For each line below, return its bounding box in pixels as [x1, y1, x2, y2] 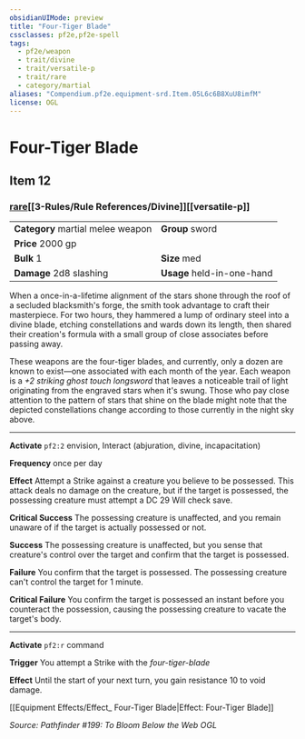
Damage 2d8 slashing [14, 267, 109, 280]
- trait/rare [17, 73, 67, 82]
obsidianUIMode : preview [9, 13, 103, 23]
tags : [9, 38, 30, 48]
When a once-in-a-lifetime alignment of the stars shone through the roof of [9, 290, 290, 301]
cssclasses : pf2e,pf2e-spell [9, 30, 120, 39]
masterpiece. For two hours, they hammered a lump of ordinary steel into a [9, 310, 290, 321]
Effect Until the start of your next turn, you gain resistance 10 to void [9, 674, 266, 686]
